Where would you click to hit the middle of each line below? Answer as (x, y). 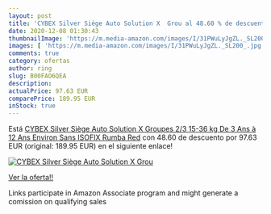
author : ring (30, 69)
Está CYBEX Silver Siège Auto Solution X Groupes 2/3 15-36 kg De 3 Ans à (132, 129)
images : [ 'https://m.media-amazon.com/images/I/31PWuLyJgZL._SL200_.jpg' (137, 46)
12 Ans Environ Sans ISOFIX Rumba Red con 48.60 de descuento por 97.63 (133, 137)
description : (30, 83)
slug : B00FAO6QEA (38, 76)
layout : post (30, 16)
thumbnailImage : (35, 38)
